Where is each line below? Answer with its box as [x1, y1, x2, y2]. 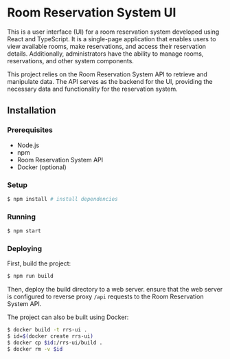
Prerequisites [7, 125, 53, 135]
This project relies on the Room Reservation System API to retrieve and [7, 70, 208, 78]
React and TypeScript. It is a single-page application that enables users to [7, 34, 216, 43]
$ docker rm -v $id [7, 345, 63, 352]
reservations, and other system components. [7, 56, 134, 65]
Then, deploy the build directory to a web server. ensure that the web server [7, 285, 223, 294]
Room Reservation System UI [7, 5, 176, 21]
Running [7, 212, 36, 221]
